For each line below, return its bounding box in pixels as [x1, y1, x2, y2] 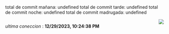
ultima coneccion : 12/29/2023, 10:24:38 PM [5, 23, 100, 29]
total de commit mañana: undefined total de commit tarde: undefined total [5, 4, 158, 10]
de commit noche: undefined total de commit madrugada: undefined [5, 9, 147, 15]
